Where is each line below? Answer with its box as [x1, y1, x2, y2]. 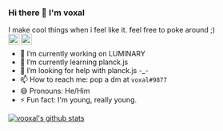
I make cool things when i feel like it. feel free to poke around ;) [8, 25, 216, 35]
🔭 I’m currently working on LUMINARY [19, 49, 146, 59]
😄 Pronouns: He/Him [19, 87, 90, 96]
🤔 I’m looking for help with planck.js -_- [19, 66, 149, 75]
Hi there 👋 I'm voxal [8, 7, 86, 18]
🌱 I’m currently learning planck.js [19, 57, 129, 67]
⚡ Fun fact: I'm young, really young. [19, 95, 137, 105]
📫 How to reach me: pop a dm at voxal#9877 [19, 75, 168, 84]
